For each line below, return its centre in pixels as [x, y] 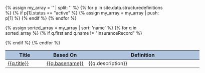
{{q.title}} [18, 63]
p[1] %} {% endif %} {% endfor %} [41, 18]
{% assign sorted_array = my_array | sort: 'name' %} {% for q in [71, 28]
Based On [65, 55]
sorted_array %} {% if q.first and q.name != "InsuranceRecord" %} [74, 33]
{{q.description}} [108, 63]
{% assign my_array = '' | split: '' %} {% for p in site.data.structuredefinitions [84, 8]
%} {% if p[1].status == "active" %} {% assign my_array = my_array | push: [82, 13]
